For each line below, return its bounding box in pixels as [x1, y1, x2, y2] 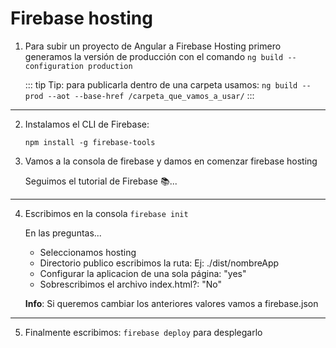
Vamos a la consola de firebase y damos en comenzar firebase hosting [24, 155, 318, 167]
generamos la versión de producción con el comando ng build [24, 50, 284, 62]
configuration [24, 61, 84, 71]
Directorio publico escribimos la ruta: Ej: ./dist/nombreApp [39, 257, 280, 269]
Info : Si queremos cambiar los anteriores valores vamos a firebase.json [24, 297, 319, 309]
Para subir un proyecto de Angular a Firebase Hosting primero [24, 40, 282, 52]
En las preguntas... [24, 227, 102, 239]
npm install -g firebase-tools [24, 137, 156, 147]
